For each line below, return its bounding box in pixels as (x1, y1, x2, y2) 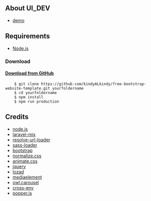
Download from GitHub (5, 70, 54, 76)
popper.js (12, 190, 32, 196)
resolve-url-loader (12, 137, 50, 143)
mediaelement (12, 174, 42, 180)
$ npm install (14, 94, 43, 99)
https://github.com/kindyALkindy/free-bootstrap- (40, 81, 146, 86)
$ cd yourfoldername (14, 90, 57, 95)
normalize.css (12, 153, 41, 159)
